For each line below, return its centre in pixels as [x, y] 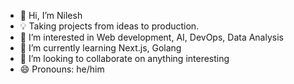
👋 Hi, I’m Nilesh [51, 15]
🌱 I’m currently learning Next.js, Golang [100, 48]
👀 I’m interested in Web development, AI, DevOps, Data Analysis [151, 37]
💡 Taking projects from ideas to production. [109, 26]
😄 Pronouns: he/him [62, 69]
